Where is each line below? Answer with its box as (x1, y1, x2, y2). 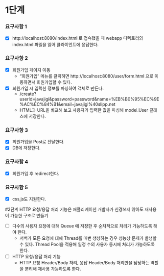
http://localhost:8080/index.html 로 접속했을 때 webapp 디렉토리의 (12, 35, 143, 41)
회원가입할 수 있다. (36, 79, 72, 85)
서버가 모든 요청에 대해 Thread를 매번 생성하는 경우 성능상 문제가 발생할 (19, 235, 157, 241)
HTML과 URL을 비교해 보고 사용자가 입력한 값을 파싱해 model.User (19, 107, 148, 113)
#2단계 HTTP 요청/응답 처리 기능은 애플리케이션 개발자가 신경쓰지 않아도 (5, 206, 144, 212)
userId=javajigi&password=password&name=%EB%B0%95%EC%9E (19, 96, 160, 102)
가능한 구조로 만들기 (10, 213, 48, 219)
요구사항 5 (5, 184, 28, 191)
